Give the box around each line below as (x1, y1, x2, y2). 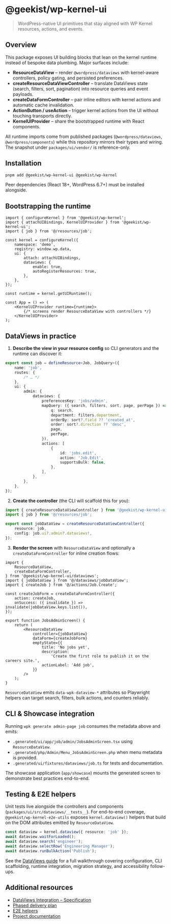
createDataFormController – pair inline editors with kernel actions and (12, 96, 161, 102)
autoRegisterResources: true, (32, 269, 97, 274)
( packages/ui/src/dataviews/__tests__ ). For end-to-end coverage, (5, 809, 146, 815)
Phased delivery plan (12, 902, 57, 908)
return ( (14, 622, 33, 628)
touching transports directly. (12, 113, 72, 119)
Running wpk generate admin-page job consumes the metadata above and (5, 723, 161, 729)
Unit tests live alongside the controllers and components (5, 803, 124, 809)
